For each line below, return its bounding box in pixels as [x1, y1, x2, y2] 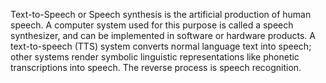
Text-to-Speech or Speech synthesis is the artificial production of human [10, 9, 312, 20]
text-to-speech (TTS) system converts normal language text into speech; [10, 40, 312, 52]
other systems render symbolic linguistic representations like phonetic [10, 51, 300, 63]
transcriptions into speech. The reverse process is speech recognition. [10, 62, 302, 73]
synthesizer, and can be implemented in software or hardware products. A [10, 30, 316, 41]
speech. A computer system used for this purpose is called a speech [10, 19, 294, 31]
